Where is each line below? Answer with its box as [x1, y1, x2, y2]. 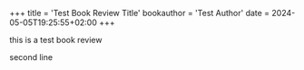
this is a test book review [9, 35, 103, 45]
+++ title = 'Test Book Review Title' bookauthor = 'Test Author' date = [9, 8, 270, 18]
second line [9, 52, 53, 62]
